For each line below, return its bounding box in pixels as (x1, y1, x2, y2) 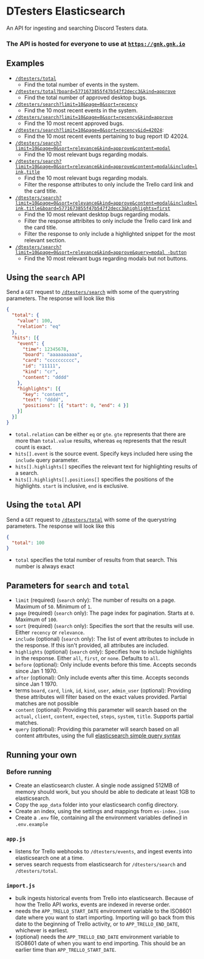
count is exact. (15, 443, 52, 451)
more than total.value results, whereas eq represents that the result (15, 437, 186, 444)
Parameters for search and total (6, 580, 129, 590)
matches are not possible (15, 700, 79, 707)
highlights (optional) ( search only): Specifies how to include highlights (15, 648, 192, 655)
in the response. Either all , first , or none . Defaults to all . (15, 655, 160, 662)
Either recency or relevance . (15, 629, 85, 636)
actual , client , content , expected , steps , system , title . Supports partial (15, 712, 194, 720)
